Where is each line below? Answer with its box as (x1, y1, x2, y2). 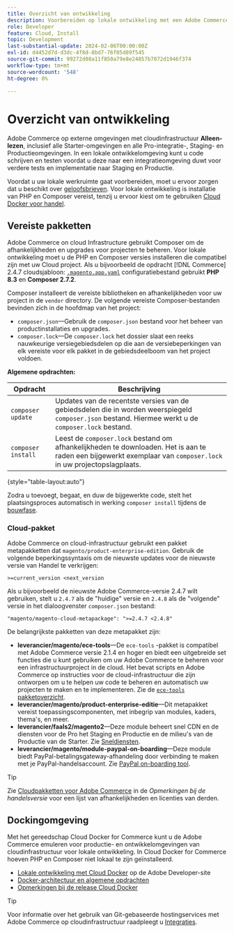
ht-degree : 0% (7, 75, 49, 82)
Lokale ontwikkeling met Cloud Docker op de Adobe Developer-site (17, 869, 211, 877)
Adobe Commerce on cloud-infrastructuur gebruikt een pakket (7, 539, 187, 547)
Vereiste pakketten (7, 220, 92, 232)
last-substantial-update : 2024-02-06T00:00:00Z (7, 43, 148, 50)
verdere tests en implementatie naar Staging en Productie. (7, 164, 175, 172)
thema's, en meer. (17, 715, 70, 724)
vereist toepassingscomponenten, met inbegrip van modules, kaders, (17, 708, 217, 716)
